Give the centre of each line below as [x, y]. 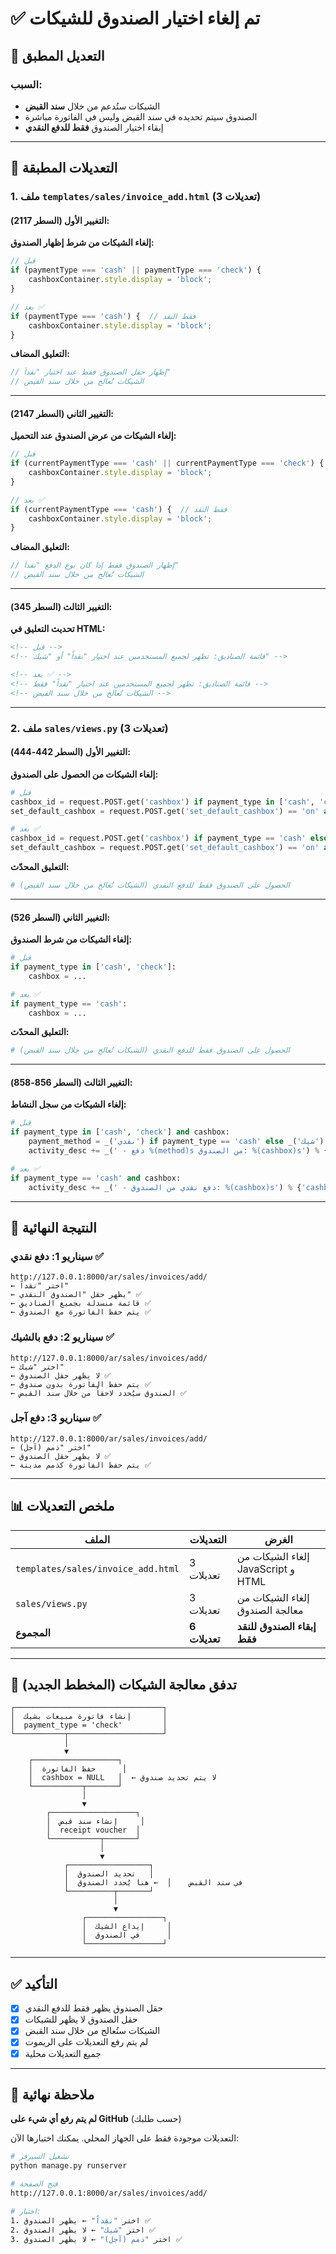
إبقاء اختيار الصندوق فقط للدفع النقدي [94, 127]
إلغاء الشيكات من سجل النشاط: [68, 1104]
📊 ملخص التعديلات [62, 1506]
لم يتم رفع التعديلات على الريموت [86, 2042]
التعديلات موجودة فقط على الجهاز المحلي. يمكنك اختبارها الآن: [125, 2138]
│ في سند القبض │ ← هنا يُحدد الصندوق [153, 1883]
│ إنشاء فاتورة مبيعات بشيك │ [89, 1717]
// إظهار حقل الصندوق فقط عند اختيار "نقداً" [91, 372]
